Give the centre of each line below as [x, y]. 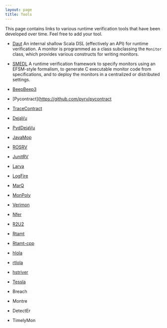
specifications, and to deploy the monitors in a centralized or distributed [86, 74]
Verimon [21, 205]
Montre [20, 301]
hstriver [20, 272]
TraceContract [27, 108]
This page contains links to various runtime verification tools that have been [83, 28]
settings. [21, 80]
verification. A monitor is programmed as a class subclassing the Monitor [87, 49]
